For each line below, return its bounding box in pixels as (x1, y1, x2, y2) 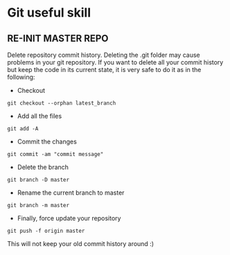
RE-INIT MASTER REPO (7, 33, 109, 44)
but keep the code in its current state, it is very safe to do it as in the (7, 66, 202, 73)
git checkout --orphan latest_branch (7, 100, 116, 107)
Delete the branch (17, 163, 69, 171)
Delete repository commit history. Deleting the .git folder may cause (7, 51, 200, 59)
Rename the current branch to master (17, 188, 125, 197)
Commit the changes (17, 137, 78, 146)
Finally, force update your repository (17, 214, 121, 222)
